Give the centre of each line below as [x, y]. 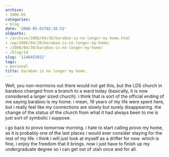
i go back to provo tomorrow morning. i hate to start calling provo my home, [84, 128]
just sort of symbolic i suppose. [38, 118]
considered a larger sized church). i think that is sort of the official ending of [85, 96]
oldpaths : [16, 33]
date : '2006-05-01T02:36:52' [36, 29]
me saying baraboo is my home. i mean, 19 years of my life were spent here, [85, 102]
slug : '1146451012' [26, 57]
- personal [17, 66]
